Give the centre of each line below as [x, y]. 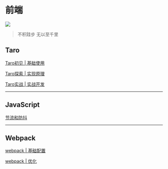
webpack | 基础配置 [25, 151]
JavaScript [22, 105]
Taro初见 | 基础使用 [25, 63]
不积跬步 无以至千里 [38, 34]
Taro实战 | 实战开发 [25, 84]
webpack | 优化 [21, 161]
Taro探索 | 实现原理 [25, 73]
